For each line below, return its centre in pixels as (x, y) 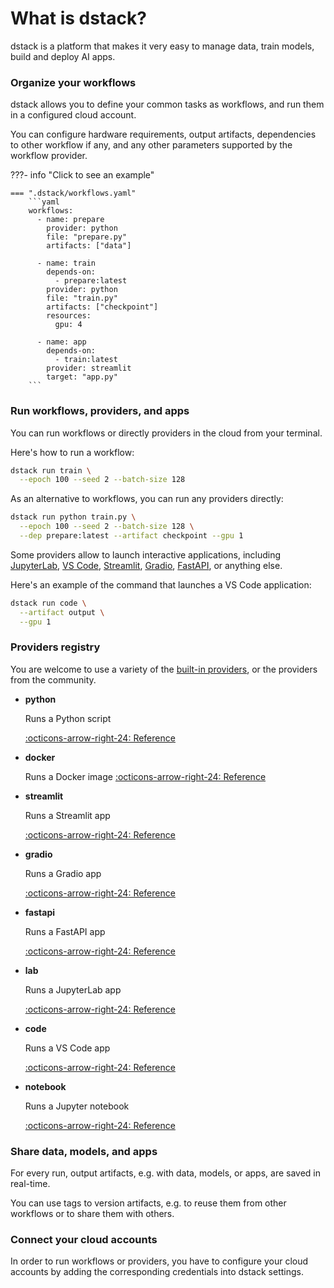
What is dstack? (78, 18)
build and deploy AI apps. (63, 56)
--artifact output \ (62, 612)
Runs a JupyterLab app (73, 989)
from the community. (53, 679)
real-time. (30, 1184)
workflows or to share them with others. (92, 1214)
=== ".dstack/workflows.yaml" (73, 193)
